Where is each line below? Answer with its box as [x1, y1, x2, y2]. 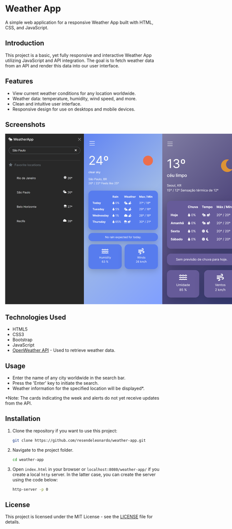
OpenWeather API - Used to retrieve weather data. [12, 348, 116, 353]
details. [5, 519, 20, 525]
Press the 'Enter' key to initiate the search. [12, 380, 99, 386]
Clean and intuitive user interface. [12, 101, 82, 107]
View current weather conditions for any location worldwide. [12, 90, 136, 96]
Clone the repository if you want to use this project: [12, 427, 117, 434]
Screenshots [5, 120, 46, 129]
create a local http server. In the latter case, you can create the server [12, 471, 156, 477]
